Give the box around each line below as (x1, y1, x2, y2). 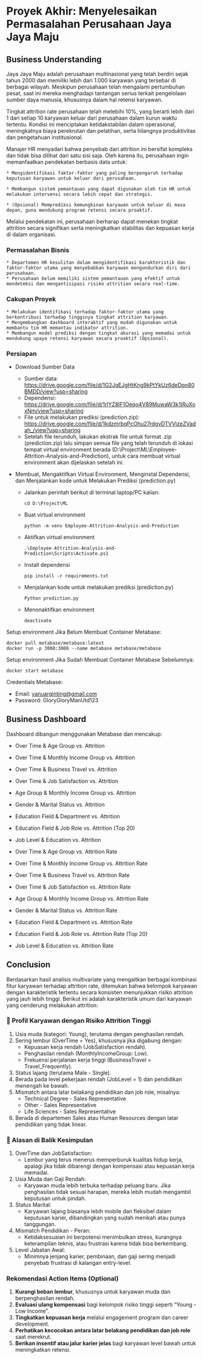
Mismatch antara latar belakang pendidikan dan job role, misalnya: (15, 1088, 181, 1096)
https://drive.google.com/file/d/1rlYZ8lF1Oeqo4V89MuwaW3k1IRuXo (24, 401, 196, 408)
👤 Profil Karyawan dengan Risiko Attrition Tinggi (6, 1017, 151, 1025)
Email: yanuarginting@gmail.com (15, 690, 97, 697)
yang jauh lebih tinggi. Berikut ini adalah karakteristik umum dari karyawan (6, 995, 192, 1002)
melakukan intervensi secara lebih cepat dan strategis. (6, 191, 153, 197)
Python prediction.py (24, 595, 79, 602)
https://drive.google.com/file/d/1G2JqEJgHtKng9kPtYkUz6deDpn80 (24, 381, 195, 388)
